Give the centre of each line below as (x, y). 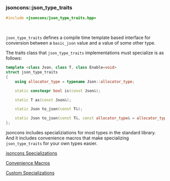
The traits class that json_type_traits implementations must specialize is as (85, 53)
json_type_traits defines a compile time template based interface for (78, 38)
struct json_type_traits (32, 73)
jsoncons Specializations (32, 153)
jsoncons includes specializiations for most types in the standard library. (81, 133)
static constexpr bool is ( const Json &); (58, 91)
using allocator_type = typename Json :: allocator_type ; (75, 82)
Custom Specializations (30, 173)
